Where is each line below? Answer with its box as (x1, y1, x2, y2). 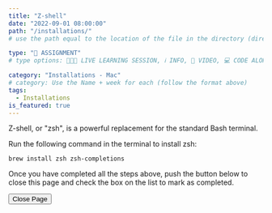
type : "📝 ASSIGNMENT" (8, 49, 82, 58)
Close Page (12, 195, 48, 203)
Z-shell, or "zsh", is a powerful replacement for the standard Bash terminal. (8, 123, 258, 134)
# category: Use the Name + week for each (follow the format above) (8, 79, 249, 87)
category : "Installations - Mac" (8, 71, 121, 79)
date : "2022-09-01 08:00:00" (8, 19, 107, 28)
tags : (8, 86, 27, 94)
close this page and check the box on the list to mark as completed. (8, 177, 235, 187)
